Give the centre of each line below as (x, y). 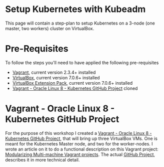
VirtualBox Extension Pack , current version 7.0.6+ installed (72, 83)
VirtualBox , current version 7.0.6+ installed (56, 77)
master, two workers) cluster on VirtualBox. (50, 28)
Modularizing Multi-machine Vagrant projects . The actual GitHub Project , (80, 154)
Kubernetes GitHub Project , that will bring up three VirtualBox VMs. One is (81, 138)
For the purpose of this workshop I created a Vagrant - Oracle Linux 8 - (78, 133)
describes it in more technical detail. (42, 159)
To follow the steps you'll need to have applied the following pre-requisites (82, 62)
